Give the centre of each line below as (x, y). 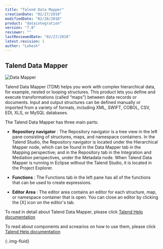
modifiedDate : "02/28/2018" (34, 19)
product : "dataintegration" (34, 23)
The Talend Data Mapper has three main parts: (52, 122)
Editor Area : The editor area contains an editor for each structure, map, (84, 192)
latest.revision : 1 (25, 41)
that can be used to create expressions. (52, 183)
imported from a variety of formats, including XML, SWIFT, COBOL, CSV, (78, 107)
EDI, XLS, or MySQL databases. (36, 113)
